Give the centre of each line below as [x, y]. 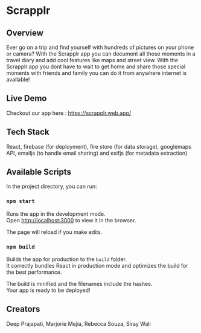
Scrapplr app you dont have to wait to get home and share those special [96, 66]
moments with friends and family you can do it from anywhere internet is [97, 73]
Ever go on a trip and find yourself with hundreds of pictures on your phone [100, 47]
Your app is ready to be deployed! [48, 290]
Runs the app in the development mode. [56, 214]
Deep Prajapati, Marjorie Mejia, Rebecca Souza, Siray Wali [78, 323]
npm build [21, 247]
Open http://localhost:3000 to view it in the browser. [71, 220]
